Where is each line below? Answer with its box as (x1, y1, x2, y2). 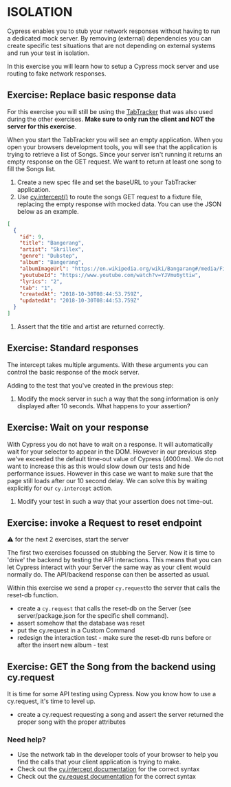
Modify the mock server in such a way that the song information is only (16, 395, 219, 403)
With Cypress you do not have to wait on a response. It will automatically (7, 440, 213, 448)
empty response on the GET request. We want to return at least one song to (7, 157, 222, 166)
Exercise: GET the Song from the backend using (7, 661, 217, 672)
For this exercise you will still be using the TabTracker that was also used (7, 107, 213, 115)
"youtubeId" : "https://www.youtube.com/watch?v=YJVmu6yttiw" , (19, 271, 201, 278)
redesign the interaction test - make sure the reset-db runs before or (16, 634, 212, 642)
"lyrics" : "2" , (19, 278, 63, 285)
